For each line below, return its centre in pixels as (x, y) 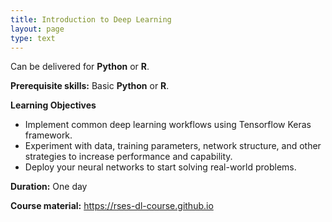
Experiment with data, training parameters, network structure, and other (173, 146)
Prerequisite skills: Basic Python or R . (90, 86)
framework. (48, 135)
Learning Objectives (53, 105)
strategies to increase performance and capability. (128, 157)
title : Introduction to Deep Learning (91, 19)
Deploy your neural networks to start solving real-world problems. (160, 167)
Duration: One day (49, 187)
